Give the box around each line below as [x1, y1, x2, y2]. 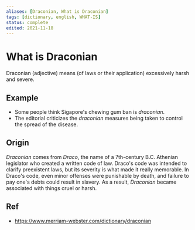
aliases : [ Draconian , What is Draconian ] [6, 8, 109, 15]
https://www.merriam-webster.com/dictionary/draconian [14, 217, 151, 224]
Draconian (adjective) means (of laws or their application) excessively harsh [6, 70, 189, 77]
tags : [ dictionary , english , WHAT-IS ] [6, 14, 101, 20]
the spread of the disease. [14, 121, 78, 128]
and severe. [6, 76, 35, 83]
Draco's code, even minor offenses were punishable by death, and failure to [6, 172, 189, 179]
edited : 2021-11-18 [6, 25, 54, 31]
